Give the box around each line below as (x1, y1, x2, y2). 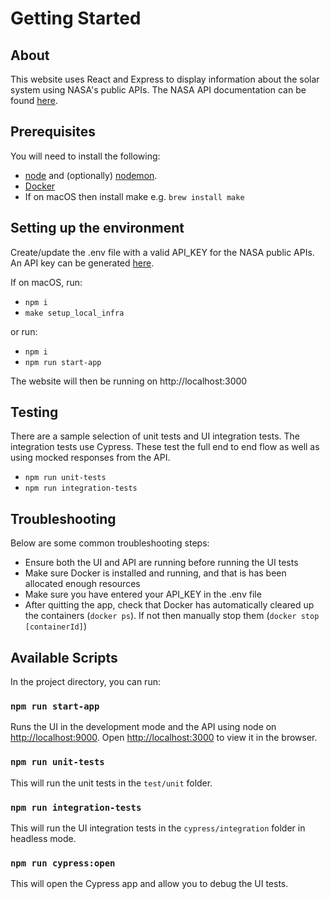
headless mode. (10, 832, 77, 844)
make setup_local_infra (24, 308, 125, 318)
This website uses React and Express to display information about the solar (10, 73, 320, 85)
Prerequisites (10, 123, 96, 141)
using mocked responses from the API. (10, 452, 171, 464)
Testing (10, 404, 59, 421)
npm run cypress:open (10, 857, 116, 869)
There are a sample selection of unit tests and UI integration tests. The (10, 430, 300, 442)
